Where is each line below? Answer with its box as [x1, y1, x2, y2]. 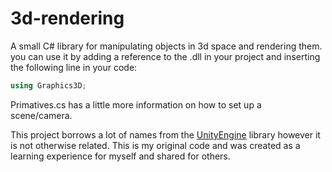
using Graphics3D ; [10, 80, 87, 91]
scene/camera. [10, 109, 73, 121]
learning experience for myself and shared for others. [10, 150, 231, 162]
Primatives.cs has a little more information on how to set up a [10, 98, 262, 111]
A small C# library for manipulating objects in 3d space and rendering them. [10, 40, 323, 52]
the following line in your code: [10, 61, 138, 73]
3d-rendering [10, 7, 125, 30]
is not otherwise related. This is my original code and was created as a [10, 139, 301, 151]
